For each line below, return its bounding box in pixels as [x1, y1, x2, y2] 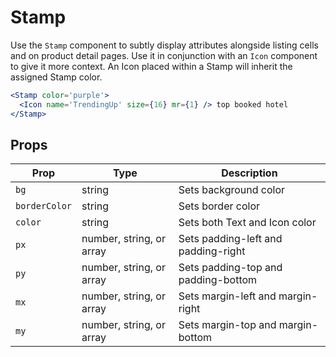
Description [221, 166, 278, 180]
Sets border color [178, 199, 260, 213]
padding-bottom [178, 273, 258, 287]
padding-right [178, 244, 246, 258]
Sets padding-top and [178, 261, 283, 275]
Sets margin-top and [178, 318, 277, 332]
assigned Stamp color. [10, 71, 103, 83]
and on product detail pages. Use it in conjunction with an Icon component [10, 49, 318, 61]
